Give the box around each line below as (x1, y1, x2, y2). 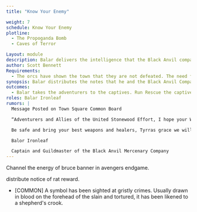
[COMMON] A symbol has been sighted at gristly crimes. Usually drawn (14, 187, 188, 194)
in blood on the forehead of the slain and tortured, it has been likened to (14, 193, 189, 200)
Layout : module (6, 52, 43, 57)
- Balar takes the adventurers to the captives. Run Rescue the (11, 90, 172, 95)
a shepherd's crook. (14, 200, 63, 207)
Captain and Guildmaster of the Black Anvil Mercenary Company (11, 148, 169, 154)
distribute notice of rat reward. (6, 176, 80, 183)
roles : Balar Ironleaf (6, 95, 62, 101)
